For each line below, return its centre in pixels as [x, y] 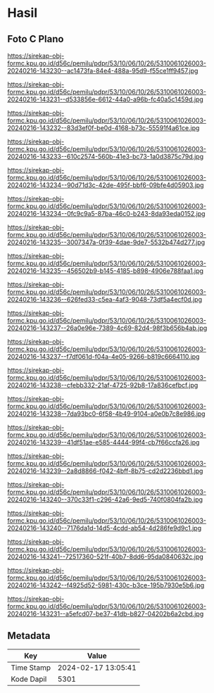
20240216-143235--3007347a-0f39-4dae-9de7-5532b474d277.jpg [106, 242]
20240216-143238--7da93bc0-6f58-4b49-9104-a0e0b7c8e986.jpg [106, 414]
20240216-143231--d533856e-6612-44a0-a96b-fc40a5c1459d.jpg [106, 99]
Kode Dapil [29, 679]
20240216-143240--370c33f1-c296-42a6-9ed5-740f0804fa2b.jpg [105, 500]
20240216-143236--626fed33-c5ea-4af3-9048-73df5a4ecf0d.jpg [105, 299]
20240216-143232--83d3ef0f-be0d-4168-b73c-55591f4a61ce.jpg [103, 128]
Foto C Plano [36, 39]
